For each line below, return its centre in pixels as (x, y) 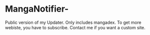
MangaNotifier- (37, 9)
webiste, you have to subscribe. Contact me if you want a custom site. (75, 27)
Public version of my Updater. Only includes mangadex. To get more (73, 22)
